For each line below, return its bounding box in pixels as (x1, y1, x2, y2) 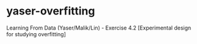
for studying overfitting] (6, 30, 66, 37)
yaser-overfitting (6, 4, 96, 18)
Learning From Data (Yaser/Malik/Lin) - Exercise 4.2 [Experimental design (6, 24, 192, 31)
